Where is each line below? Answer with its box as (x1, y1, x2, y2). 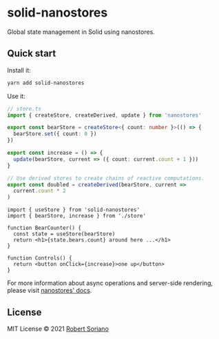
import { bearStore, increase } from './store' (7, 213, 147, 220)
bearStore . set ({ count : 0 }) (13, 130, 97, 137)
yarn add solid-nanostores (7, 79, 85, 86)
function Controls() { (7, 255, 72, 262)
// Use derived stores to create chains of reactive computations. (7, 175, 205, 182)
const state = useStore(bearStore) (13, 231, 116, 238)
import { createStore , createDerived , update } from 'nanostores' (7, 112, 202, 119)
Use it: (7, 92, 25, 100)
